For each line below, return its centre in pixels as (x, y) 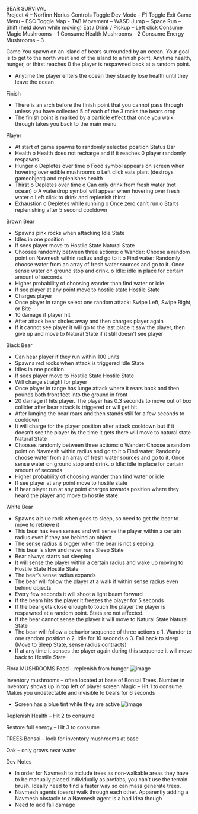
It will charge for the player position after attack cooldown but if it (95, 426)
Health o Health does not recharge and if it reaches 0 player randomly (100, 153)
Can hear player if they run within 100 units (67, 357)
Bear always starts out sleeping (53, 556)
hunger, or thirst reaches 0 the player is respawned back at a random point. (98, 64)
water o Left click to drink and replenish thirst (70, 197)
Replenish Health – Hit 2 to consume (50, 716)
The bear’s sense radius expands (55, 575)
